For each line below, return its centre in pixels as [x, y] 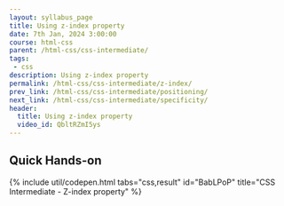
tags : [19, 59]
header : [24, 108]
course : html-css [41, 42]
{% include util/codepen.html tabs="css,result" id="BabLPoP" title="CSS [142, 182]
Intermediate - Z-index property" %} [75, 191]
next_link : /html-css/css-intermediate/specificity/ [109, 100]
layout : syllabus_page [51, 17]
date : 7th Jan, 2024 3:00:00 [63, 34]
